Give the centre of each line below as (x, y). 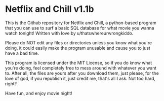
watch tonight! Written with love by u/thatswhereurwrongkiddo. (69, 33)
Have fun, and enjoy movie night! (39, 93)
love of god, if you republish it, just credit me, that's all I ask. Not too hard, (80, 78)
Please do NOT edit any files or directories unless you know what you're (79, 42)
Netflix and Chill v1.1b (50, 9)
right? (11, 84)
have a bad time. (22, 53)
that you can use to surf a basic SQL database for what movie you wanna (80, 28)
